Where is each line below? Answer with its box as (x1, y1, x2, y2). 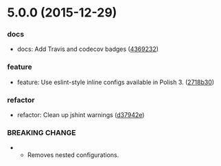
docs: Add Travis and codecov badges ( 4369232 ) (16, 45, 159, 53)
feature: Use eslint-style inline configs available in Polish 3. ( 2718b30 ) (16, 78, 215, 86)
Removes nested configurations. (27, 151, 119, 159)
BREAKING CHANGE (7, 128, 76, 137)
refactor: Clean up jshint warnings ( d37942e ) (16, 111, 145, 119)
